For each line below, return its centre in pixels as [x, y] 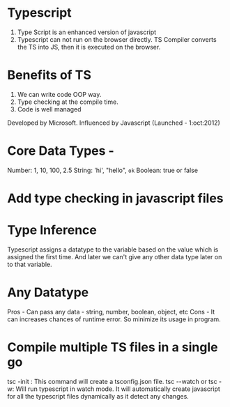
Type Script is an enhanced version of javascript [87, 32]
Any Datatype [48, 292]
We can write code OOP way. [59, 94]
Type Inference [52, 230]
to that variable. [30, 264]
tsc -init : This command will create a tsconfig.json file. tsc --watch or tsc [112, 381]
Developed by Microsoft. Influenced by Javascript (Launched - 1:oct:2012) [114, 123]
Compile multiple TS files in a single [113, 347]
